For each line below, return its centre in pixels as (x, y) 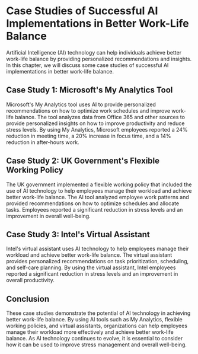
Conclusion (28, 299)
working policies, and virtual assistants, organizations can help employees (97, 326)
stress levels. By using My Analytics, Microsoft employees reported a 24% (97, 129)
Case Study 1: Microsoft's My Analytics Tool (90, 90)
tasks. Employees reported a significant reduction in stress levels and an (95, 209)
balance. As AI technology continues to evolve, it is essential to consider (95, 339)
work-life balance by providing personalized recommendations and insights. (99, 59)
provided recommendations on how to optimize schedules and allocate (93, 203)
